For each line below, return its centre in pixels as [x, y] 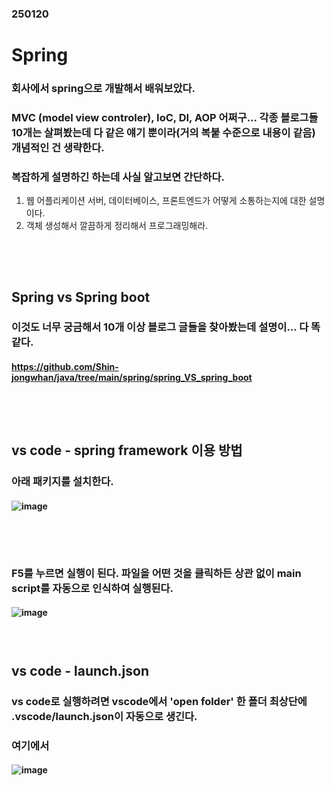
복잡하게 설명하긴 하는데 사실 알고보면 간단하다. [118, 177]
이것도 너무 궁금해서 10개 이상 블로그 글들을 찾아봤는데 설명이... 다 [160, 327]
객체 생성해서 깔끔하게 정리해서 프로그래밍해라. [117, 226]
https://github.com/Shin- [65, 367]
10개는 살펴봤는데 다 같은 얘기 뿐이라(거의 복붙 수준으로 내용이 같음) [163, 132]
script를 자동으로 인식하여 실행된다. [92, 588]
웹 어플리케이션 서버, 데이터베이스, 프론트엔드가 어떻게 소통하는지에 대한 [166, 201]
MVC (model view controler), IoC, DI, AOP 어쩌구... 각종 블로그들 [165, 117]
